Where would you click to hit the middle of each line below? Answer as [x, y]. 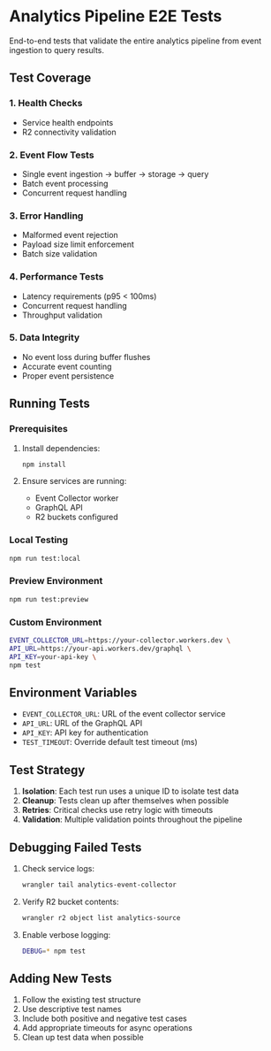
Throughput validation [62, 315]
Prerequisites [38, 429]
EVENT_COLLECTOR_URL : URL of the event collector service [124, 714]
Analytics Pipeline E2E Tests [116, 16]
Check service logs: [58, 868]
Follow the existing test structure [81, 1000]
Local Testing [39, 540]
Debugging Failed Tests [75, 847]
